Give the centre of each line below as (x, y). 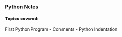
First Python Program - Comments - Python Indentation (61, 29)
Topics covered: (22, 18)
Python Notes (22, 7)
